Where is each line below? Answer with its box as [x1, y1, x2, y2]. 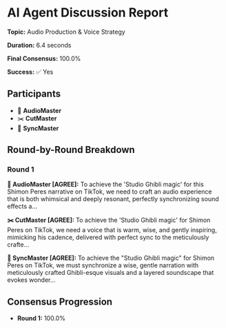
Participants [7, 88, 61, 100]
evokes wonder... [7, 276, 56, 284]
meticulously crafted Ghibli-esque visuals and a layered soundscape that [7, 269, 214, 277]
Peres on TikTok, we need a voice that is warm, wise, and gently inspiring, [7, 226, 217, 234]
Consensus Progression [7, 296, 112, 307]
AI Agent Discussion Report [7, 5, 169, 21]
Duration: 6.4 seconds [7, 41, 72, 49]
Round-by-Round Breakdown [7, 144, 136, 156]
